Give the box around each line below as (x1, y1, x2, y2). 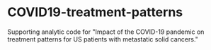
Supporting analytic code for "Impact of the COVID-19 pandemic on (7, 27, 205, 36)
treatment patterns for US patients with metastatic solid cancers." (7, 35, 198, 43)
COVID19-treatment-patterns (7, 4, 183, 20)
